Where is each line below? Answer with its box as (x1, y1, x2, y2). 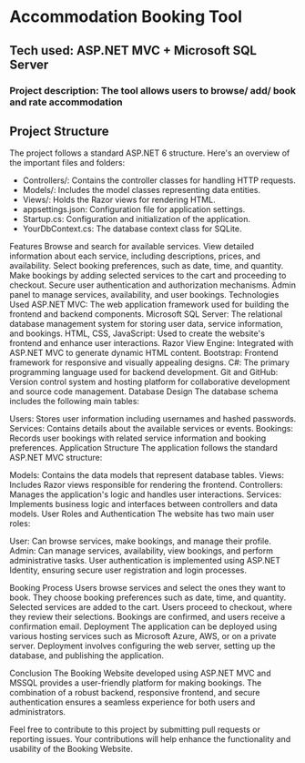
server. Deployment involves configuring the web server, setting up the (9, 640, 276, 652)
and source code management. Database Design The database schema (9, 386, 279, 397)
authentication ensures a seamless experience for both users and (9, 697, 256, 707)
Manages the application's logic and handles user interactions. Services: (9, 489, 282, 500)
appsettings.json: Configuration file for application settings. (22, 204, 246, 215)
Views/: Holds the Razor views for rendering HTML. (22, 194, 216, 206)
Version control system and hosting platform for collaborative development (9, 376, 290, 388)
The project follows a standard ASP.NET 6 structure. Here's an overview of (9, 148, 290, 158)
